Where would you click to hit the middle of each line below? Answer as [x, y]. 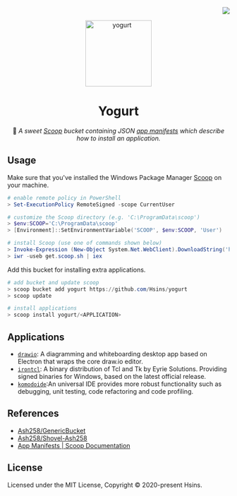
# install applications [42, 308]
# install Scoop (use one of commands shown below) [85, 243]
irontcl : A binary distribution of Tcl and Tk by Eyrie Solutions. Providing [122, 369]
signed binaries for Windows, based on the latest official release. [112, 376]
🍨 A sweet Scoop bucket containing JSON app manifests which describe [119, 131]
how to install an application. [119, 138]
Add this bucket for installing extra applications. [77, 270]
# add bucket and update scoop [53, 282]
